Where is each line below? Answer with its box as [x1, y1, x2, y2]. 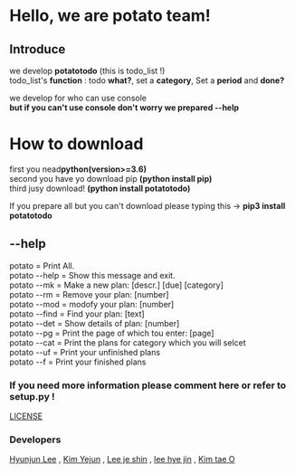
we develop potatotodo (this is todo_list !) [9, 65, 166, 76]
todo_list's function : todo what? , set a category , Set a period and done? [9, 75, 285, 86]
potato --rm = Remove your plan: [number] [9, 289, 169, 299]
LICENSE [9, 411, 43, 421]
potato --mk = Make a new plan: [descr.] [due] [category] [9, 279, 224, 290]
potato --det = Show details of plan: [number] [9, 317, 180, 328]
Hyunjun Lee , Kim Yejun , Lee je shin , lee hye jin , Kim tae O [9, 454, 235, 465]
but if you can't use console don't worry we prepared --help [9, 102, 240, 113]
